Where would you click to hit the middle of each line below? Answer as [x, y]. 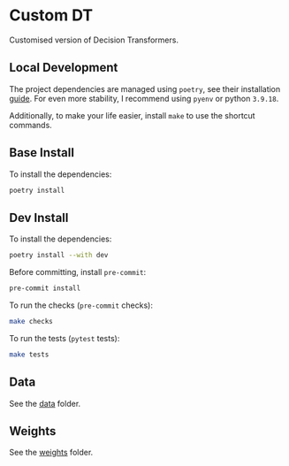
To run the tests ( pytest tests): [65, 338]
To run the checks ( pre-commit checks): [81, 305]
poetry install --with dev [59, 256]
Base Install [42, 153]
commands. [31, 125]
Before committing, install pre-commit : [78, 272]
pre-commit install [45, 288]
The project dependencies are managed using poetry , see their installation [145, 88]
